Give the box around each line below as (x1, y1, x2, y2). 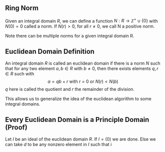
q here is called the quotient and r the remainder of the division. (5, 86, 135, 92)
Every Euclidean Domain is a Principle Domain (5, 115, 150, 124)
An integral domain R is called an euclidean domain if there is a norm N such (5, 60, 161, 66)
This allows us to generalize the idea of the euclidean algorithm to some (5, 96, 152, 102)
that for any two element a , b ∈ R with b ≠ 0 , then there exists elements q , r (5, 66, 159, 72)
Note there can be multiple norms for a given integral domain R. (5, 33, 134, 39)
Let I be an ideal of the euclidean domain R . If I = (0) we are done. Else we (5, 136, 156, 142)
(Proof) (5, 123, 28, 131)
